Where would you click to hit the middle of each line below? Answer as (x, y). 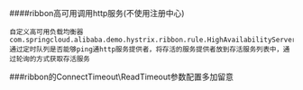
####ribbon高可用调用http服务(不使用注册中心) (97, 13)
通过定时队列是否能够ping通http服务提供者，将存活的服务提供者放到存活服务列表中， (147, 49)
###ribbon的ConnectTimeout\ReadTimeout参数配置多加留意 (122, 76)
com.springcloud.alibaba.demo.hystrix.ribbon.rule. (108, 40)
